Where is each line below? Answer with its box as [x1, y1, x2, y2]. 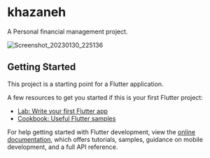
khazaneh [7, 4, 66, 20]
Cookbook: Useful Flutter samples [17, 114, 116, 122]
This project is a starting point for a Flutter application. [7, 80, 164, 88]
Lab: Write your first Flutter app [17, 106, 108, 115]
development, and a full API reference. [7, 143, 118, 151]
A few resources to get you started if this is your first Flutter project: [7, 93, 203, 101]
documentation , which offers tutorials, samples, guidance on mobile [7, 135, 203, 143]
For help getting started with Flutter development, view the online [7, 127, 196, 136]
